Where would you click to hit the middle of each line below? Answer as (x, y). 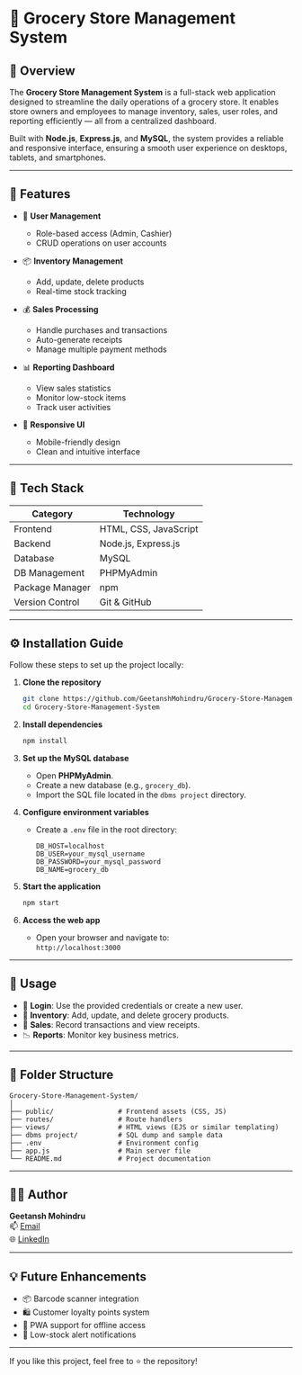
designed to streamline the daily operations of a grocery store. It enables (144, 102)
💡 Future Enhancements (78, 1276)
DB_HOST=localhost (70, 846)
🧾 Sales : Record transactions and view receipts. (111, 1024)
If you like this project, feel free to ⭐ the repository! (103, 1362)
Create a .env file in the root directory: (107, 830)
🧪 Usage (33, 984)
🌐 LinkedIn (29, 1239)
